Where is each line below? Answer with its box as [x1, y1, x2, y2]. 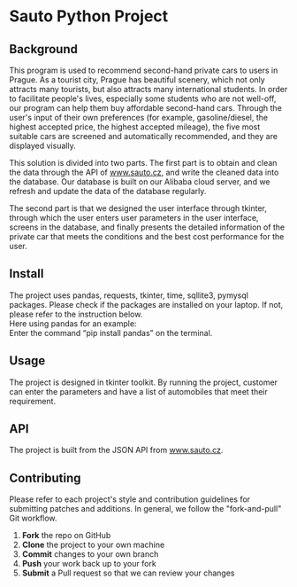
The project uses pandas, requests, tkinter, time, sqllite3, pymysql [9, 290, 249, 301]
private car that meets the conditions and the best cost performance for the [9, 231, 285, 241]
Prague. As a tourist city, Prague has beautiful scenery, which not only [9, 74, 265, 85]
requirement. [9, 395, 56, 406]
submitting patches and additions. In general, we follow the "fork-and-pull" [9, 504, 282, 514]
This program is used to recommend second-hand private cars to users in [9, 65, 278, 75]
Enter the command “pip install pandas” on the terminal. [9, 327, 213, 338]
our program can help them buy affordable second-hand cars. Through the [9, 103, 283, 113]
